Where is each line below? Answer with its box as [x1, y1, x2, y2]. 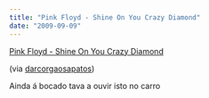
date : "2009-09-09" [9, 21, 82, 30]
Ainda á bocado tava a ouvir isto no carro [9, 80, 161, 91]
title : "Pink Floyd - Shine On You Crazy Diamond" [9, 12, 201, 22]
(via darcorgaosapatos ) [9, 63, 95, 74]
